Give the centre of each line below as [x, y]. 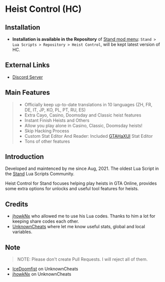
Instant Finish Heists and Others [57, 120]
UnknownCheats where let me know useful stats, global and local [79, 227]
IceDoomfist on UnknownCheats [45, 269]
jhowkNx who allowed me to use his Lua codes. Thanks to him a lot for [84, 216]
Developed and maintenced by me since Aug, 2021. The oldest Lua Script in [82, 168]
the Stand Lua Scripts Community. [40, 174]
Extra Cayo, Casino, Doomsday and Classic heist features [83, 115]
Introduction [25, 157]
